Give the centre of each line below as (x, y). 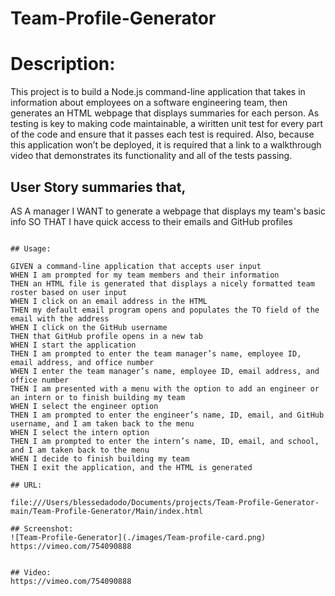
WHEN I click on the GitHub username (89, 327)
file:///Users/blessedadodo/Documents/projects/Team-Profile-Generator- (165, 502)
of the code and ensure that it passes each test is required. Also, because (162, 134)
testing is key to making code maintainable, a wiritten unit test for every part (167, 124)
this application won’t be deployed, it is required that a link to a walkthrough (166, 145)
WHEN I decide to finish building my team (100, 458)
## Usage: (31, 248)
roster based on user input (69, 292)
